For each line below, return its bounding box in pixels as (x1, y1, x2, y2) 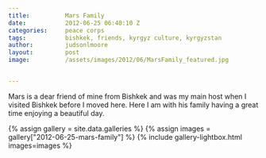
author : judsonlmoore (8, 41, 109, 49)
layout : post (8, 48, 80, 56)
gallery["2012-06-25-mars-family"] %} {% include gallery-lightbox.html (8, 132, 242, 141)
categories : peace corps (8, 26, 105, 34)
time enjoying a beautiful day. (8, 108, 105, 118)
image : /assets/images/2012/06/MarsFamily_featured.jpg (8, 56, 229, 64)
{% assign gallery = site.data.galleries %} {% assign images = (8, 124, 211, 133)
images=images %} (8, 141, 73, 150)
